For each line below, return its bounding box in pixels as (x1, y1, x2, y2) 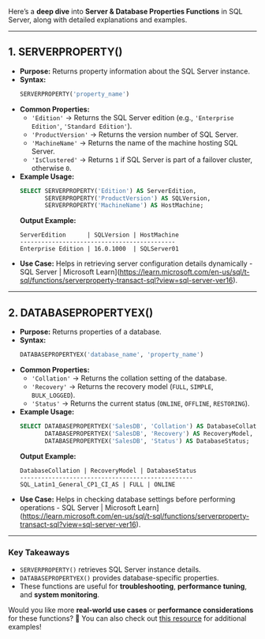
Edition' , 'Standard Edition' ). (31, 121, 132, 130)
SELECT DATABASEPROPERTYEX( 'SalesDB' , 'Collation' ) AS (19, 422, 204, 430)
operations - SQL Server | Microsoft (19, 502, 136, 512)
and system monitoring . (19, 589, 100, 599)
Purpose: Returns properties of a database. (19, 327, 162, 337)
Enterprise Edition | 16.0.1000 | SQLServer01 (19, 245, 179, 253)
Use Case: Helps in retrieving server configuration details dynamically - (19, 259, 253, 268)
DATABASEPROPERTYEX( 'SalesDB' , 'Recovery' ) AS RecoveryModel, (44, 429, 254, 437)
